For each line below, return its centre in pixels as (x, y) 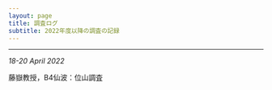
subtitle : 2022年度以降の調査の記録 (64, 31)
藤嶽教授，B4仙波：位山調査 (56, 78)
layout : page (30, 16)
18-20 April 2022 (36, 61)
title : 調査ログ (33, 23)
